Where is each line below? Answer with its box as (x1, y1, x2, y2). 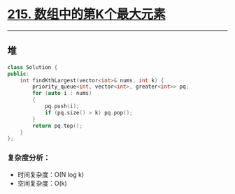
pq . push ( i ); (44, 103, 80, 110)
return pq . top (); (32, 122, 83, 129)
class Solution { (7, 64, 58, 70)
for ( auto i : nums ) (32, 90, 92, 97)
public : (7, 70, 30, 77)
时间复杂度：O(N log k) (17, 170, 85, 179)
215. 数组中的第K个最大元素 (7, 6, 166, 22)
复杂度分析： (7, 153, 51, 163)
